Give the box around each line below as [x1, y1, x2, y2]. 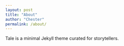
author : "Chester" [5, 17, 44, 22]
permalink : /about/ [5, 21, 47, 27]
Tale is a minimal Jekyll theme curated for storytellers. [5, 35, 119, 41]
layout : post [5, 7, 33, 13]
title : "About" [5, 12, 38, 17]
